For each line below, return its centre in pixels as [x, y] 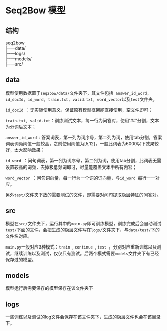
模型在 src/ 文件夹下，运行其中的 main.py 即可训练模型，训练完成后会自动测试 [83, 223]
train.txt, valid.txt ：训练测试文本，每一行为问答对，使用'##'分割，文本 [82, 120]
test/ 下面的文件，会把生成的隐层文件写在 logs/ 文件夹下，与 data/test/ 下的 [83, 230]
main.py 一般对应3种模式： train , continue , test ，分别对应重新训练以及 [81, 246]
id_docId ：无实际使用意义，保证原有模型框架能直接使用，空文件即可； [79, 110]
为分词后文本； [21, 127]
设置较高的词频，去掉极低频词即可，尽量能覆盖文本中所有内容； [71, 167]
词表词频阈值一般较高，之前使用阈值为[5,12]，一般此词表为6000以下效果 [80, 143]
